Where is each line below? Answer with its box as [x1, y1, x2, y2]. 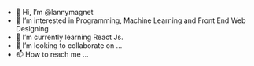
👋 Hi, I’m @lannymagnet [15, 8, 94, 16]
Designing [15, 24, 49, 33]
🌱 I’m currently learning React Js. [15, 32, 123, 42]
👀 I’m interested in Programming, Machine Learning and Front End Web [15, 16, 246, 25]
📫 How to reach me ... [15, 49, 89, 59]
